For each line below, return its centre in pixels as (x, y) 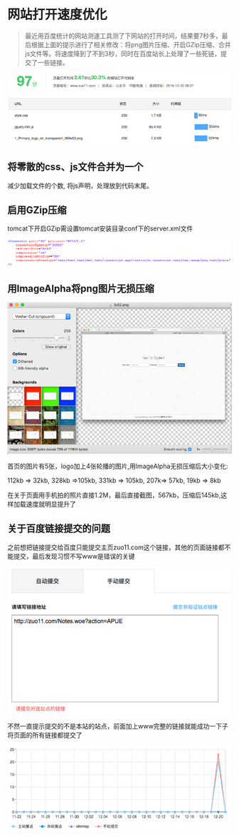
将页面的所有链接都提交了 (45, 735)
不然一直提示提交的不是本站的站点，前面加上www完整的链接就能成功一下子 (118, 726)
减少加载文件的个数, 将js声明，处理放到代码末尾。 (80, 186)
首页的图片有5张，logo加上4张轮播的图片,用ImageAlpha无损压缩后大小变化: (118, 466)
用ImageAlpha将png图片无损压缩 (81, 289)
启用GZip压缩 (37, 210)
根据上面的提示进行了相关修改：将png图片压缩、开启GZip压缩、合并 (131, 44)
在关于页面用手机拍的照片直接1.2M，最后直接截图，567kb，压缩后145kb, (114, 495)
